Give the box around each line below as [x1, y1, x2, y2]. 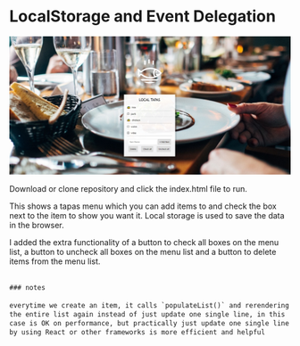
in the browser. [9, 219, 64, 230]
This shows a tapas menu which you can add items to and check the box [9, 201, 277, 211]
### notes [9, 283, 46, 292]
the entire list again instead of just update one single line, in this [9, 309, 286, 318]
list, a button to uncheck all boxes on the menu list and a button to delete [9, 246, 277, 257]
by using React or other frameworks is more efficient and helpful [9, 327, 266, 336]
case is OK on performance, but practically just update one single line [9, 318, 290, 327]
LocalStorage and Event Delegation [9, 6, 277, 27]
